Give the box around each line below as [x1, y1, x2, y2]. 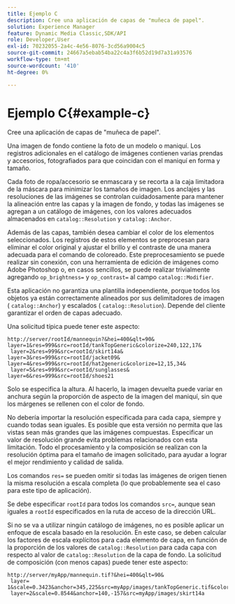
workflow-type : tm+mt [7, 56, 71, 63]
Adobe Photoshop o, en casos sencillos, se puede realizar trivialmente [7, 265, 211, 274]
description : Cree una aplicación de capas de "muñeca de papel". [7, 17, 205, 24]
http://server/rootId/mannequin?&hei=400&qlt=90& [7, 336, 155, 343]
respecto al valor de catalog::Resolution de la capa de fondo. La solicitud [7, 551, 222, 559]
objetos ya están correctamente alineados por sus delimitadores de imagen [7, 294, 225, 302]
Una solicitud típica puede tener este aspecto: [7, 323, 140, 331]
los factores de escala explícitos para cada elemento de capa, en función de [7, 536, 227, 545]
